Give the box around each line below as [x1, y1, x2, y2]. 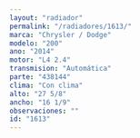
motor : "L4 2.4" [9, 55, 71, 64]
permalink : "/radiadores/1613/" [9, 22, 132, 31]
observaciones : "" [9, 106, 79, 115]
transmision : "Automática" [9, 64, 112, 74]
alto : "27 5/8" [9, 89, 67, 98]
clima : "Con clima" [9, 81, 84, 90]
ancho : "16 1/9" [9, 97, 71, 107]
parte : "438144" [9, 73, 71, 82]
